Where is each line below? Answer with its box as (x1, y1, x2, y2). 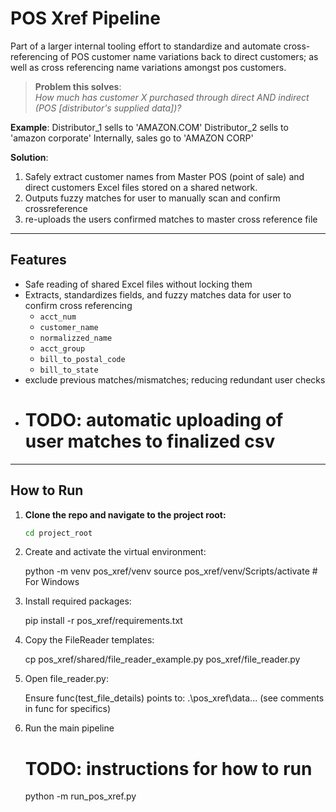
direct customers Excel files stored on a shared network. (24, 181, 258, 193)
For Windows (24, 576, 80, 588)
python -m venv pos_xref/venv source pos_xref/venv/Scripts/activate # (24, 565, 318, 577)
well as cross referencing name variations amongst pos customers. (10, 61, 287, 73)
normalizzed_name (39, 333, 113, 343)
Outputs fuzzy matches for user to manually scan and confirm (24, 192, 281, 204)
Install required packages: (24, 595, 132, 607)
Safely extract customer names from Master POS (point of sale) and (24, 170, 305, 182)
